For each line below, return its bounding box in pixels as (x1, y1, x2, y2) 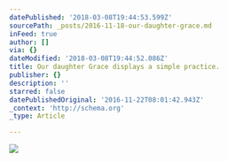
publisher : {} (9, 71, 62, 80)
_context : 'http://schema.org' (9, 104, 125, 112)
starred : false (9, 87, 66, 96)
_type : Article (9, 112, 66, 120)
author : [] (9, 37, 50, 47)
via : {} (9, 46, 38, 55)
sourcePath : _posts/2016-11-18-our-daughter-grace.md (9, 21, 213, 30)
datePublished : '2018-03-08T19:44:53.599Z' (9, 12, 173, 22)
